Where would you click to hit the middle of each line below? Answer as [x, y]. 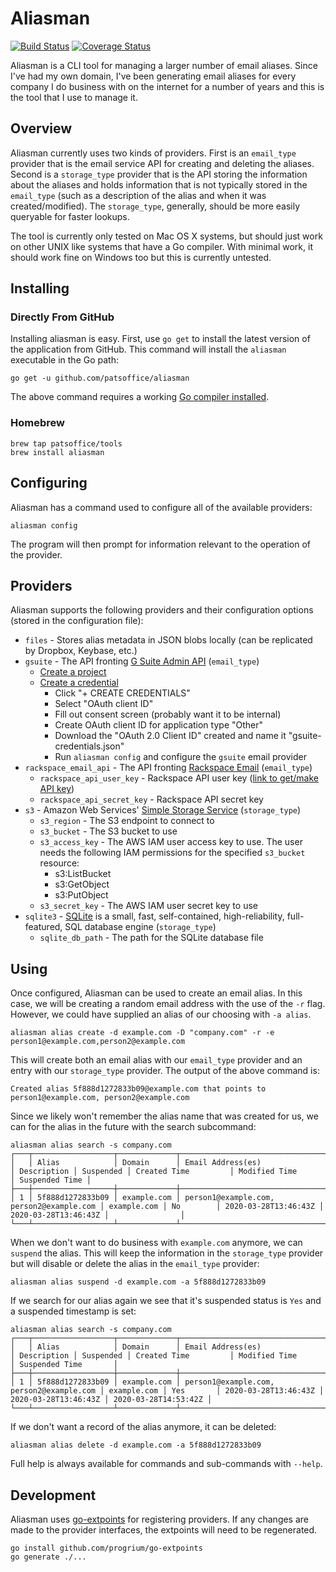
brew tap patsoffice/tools [66, 443]
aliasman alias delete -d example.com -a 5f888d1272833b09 [136, 1445]
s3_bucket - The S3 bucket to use [108, 831]
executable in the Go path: [64, 360]
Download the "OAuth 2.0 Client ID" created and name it [170, 736]
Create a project [73, 672]
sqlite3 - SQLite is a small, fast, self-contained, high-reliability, [154, 916]
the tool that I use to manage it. [74, 97]
